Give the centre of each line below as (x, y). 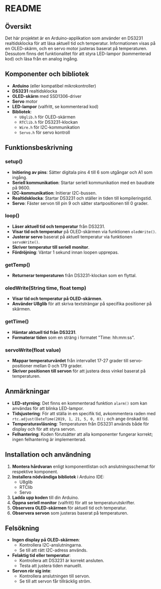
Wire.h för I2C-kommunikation (49, 127)
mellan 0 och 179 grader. (58, 366)
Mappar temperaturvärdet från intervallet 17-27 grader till (70, 360)
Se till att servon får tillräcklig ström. (55, 581)
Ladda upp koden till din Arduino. (45, 497)
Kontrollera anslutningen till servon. (55, 576)
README (23, 9)
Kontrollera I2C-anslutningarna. (51, 545)
